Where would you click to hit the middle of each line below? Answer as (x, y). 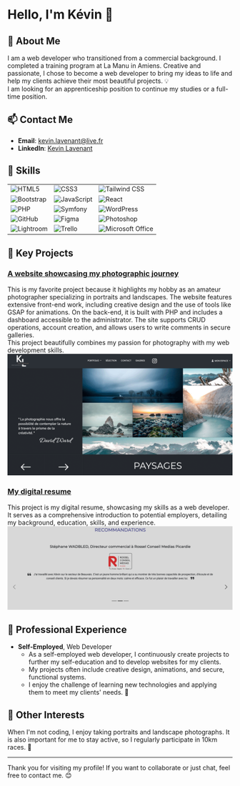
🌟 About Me (34, 41)
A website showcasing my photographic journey (93, 274)
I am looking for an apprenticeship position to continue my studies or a (111, 89)
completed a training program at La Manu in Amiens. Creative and (104, 66)
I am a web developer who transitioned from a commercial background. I (114, 58)
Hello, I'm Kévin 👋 (60, 15)
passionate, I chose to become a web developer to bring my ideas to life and (120, 73)
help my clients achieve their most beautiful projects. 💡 (88, 81)
